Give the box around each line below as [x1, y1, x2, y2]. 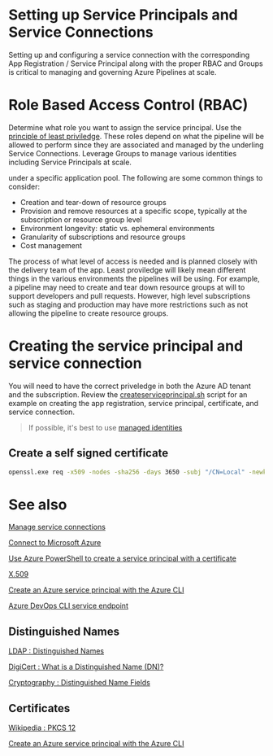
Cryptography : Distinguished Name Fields [8, 678, 150, 688]
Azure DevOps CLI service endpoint [8, 601, 128, 611]
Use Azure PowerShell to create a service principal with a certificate [8, 553, 237, 563]
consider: [8, 181, 41, 191]
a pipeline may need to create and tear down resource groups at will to [8, 282, 245, 292]
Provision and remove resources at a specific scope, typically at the [19, 206, 248, 216]
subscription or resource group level [19, 214, 142, 225]
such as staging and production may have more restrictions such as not [8, 299, 249, 309]
